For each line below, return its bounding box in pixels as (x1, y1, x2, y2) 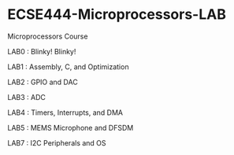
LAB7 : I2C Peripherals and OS (7, 138, 107, 147)
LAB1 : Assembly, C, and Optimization (7, 61, 129, 72)
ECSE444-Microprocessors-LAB (7, 6, 226, 24)
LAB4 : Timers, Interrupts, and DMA (7, 108, 124, 117)
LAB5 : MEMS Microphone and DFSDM (7, 123, 134, 132)
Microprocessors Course (7, 31, 88, 41)
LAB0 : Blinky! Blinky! (7, 46, 76, 56)
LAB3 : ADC (7, 92, 46, 101)
